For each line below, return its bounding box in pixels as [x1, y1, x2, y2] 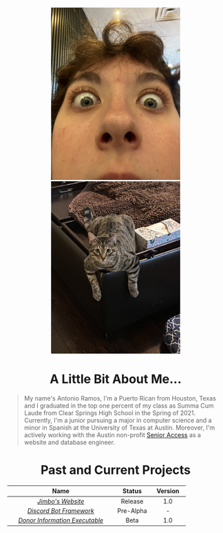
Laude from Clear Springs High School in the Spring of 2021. [23, 408, 196, 417]
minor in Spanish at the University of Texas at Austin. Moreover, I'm [23, 423, 215, 432]
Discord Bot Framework [27, 506, 94, 514]
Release [120, 497, 144, 505]
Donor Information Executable [18, 516, 104, 525]
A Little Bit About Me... [50, 372, 182, 387]
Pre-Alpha [116, 506, 147, 514]
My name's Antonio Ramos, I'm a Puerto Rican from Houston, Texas [23, 394, 217, 402]
